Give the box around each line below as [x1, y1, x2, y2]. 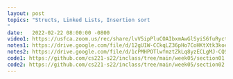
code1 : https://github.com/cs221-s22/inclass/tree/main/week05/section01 [7, 55, 225, 62]
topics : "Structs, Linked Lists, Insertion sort [7, 16, 150, 23]
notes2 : [7, 49, 30, 56]
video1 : [7, 36, 30, 43]
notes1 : [7, 42, 30, 49]
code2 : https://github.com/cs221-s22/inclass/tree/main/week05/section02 [7, 61, 225, 68]
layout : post [7, 10, 45, 17]
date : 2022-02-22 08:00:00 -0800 [7, 29, 110, 36]
